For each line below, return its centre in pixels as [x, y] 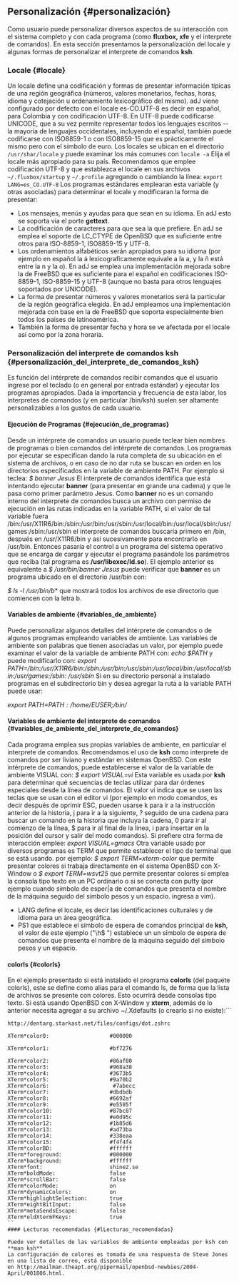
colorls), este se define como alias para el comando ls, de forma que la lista [118, 988]
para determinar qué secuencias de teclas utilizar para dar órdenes [106, 783]
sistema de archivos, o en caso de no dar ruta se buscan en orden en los [114, 462]
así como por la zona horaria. [61, 335]
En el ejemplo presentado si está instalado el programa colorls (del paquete [119, 980]
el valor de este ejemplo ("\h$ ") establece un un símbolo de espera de [122, 933]
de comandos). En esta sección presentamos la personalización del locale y [119, 44]
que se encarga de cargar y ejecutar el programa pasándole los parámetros [118, 554]
